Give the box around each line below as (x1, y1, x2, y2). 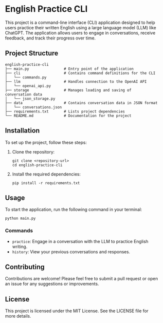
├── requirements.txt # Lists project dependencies (5, 109, 125, 114)
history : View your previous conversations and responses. (12, 248, 130, 254)
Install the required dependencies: (12, 171, 81, 177)
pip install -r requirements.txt (12, 180, 80, 186)
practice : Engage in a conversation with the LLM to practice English (12, 238, 148, 244)
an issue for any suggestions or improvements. (5, 281, 99, 287)
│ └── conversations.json (5, 105, 62, 110)
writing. (12, 244, 28, 249)
